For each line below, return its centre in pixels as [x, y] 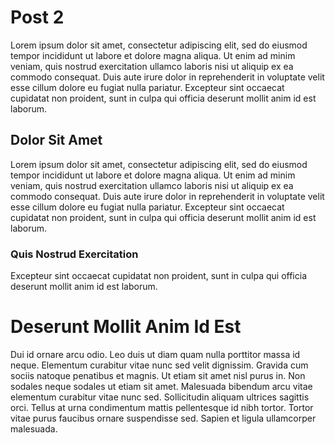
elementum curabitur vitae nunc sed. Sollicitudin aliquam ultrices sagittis [160, 397]
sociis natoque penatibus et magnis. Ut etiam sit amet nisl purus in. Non [158, 375]
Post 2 [37, 17]
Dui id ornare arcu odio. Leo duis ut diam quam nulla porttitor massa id [155, 354]
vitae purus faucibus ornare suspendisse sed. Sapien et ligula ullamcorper [163, 418]
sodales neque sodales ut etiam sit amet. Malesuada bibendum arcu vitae [161, 386]
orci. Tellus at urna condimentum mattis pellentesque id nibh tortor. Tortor [162, 407]
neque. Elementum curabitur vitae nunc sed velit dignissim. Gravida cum [159, 365]
